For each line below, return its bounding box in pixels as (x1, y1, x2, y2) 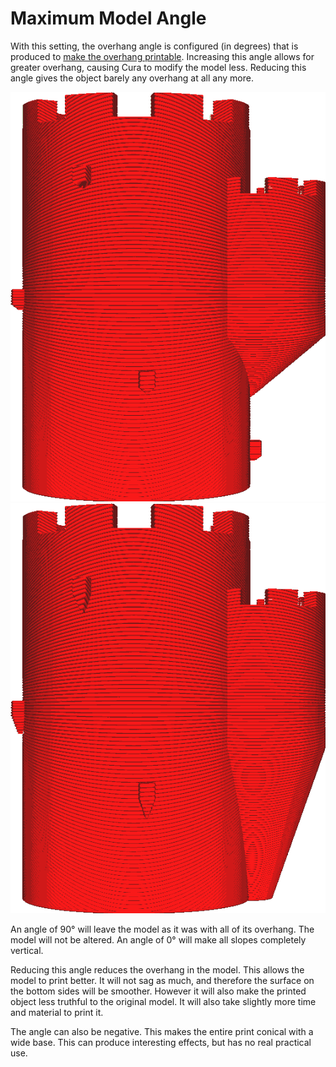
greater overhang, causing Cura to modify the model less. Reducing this (10, 61, 307, 73)
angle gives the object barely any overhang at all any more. (10, 72, 254, 84)
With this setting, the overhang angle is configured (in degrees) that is (10, 40, 299, 52)
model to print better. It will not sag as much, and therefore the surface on (10, 975, 315, 987)
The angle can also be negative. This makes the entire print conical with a (10, 1026, 314, 1038)
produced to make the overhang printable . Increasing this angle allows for (10, 50, 315, 62)
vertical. (10, 945, 44, 957)
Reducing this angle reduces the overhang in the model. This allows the (10, 964, 305, 976)
